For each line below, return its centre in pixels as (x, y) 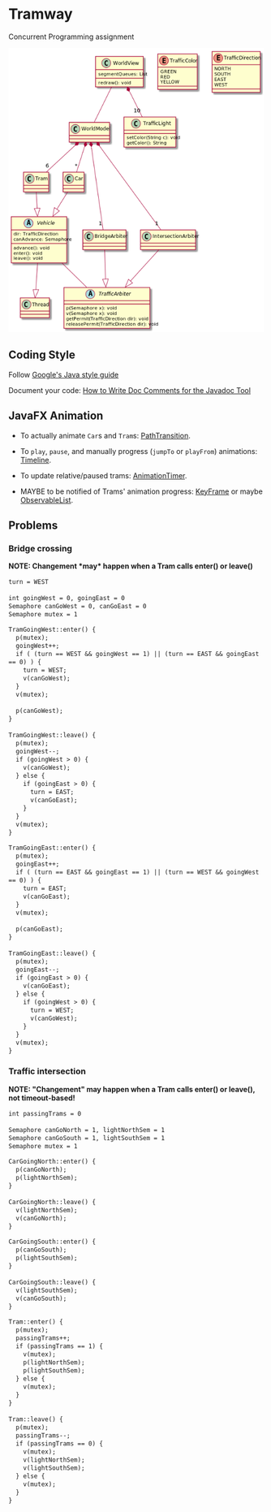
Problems (33, 525)
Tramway (41, 14)
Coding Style (42, 355)
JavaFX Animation (56, 416)
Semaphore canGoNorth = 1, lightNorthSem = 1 (86, 1130)
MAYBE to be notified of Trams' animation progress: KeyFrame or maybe (142, 491)
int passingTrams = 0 (45, 1113)
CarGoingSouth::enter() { (52, 1242)
